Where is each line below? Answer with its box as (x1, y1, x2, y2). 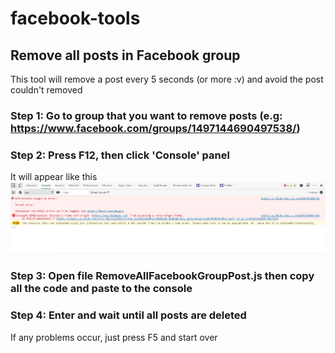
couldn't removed (10, 84, 83, 96)
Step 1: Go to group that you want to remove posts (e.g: (10, 108, 283, 122)
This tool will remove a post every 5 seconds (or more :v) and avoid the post (10, 73, 324, 85)
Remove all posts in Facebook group (10, 47, 241, 64)
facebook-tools (10, 7, 141, 30)
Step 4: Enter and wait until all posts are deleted (10, 308, 247, 322)
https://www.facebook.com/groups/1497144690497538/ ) (10, 121, 301, 135)
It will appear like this (10, 171, 98, 183)
